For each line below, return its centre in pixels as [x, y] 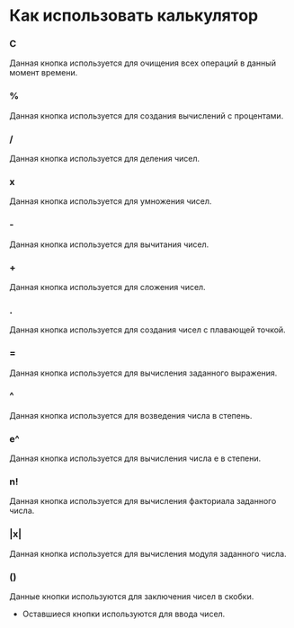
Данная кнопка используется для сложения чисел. [107, 287]
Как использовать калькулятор [134, 16]
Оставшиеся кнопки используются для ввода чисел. [124, 614]
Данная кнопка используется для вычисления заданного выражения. [143, 373]
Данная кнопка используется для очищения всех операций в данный [143, 63]
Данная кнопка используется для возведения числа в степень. [131, 415]
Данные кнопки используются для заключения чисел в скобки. [132, 597]
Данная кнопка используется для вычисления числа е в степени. [135, 458]
